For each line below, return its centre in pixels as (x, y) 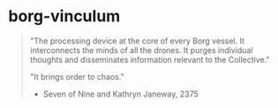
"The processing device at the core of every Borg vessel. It (137, 41)
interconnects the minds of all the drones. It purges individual (141, 50)
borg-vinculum (64, 16)
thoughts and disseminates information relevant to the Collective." (150, 59)
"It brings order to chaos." (77, 76)
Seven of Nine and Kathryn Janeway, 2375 (121, 94)
